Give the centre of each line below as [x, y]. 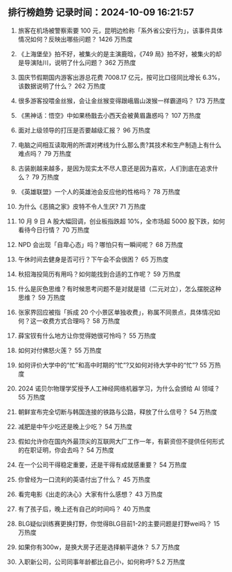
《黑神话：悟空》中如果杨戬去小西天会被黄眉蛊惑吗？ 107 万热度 [109, 115]
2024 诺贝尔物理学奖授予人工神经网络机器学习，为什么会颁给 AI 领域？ [119, 388]
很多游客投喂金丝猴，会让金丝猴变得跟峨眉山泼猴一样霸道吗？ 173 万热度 [122, 101]
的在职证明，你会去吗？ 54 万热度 [66, 450]
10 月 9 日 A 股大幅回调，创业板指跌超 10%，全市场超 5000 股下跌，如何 [122, 221]
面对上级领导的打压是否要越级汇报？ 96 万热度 [84, 130]
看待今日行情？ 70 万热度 [54, 229]
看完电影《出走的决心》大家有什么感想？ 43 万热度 [90, 494]
